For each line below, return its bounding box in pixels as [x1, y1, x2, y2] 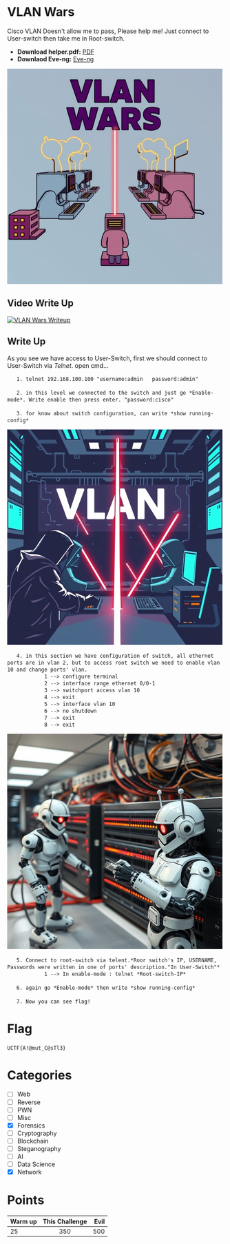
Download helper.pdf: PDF [17, 48, 95, 56]
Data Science [17, 1160, 56, 1168]
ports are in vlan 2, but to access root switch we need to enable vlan [7, 659, 220, 666]
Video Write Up [7, 298, 74, 309]
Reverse [17, 1098, 41, 1106]
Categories [7, 1067, 72, 1083]
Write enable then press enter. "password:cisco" [28, 396, 174, 403]
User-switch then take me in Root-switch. [7, 34, 125, 42]
